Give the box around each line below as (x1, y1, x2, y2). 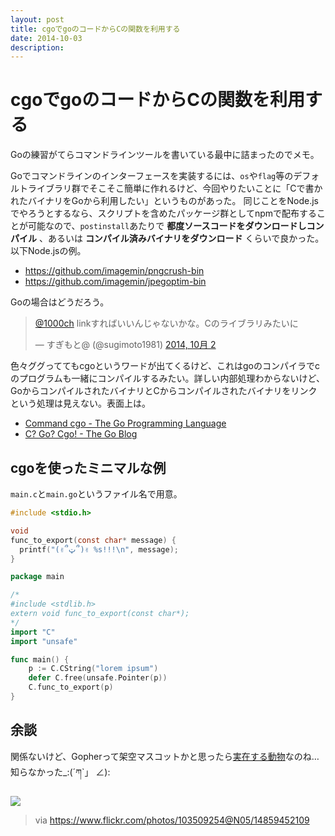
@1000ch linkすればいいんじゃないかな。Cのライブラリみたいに (34, 317, 299, 330)
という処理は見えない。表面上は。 (10, 397, 151, 410)
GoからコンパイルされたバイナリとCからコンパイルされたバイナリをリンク (10, 385, 318, 397)
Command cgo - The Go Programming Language (24, 417, 227, 430)
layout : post (10, 14, 65, 25)
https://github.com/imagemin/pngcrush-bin (24, 265, 205, 277)
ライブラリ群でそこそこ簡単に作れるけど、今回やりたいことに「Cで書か (27, 182, 323, 195)
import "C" (10, 627, 56, 637)
